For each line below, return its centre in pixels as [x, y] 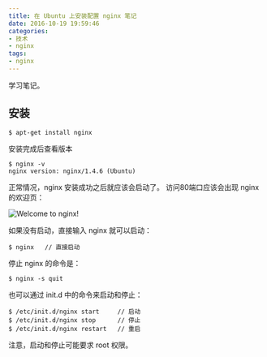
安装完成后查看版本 [41, 148]
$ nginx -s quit [36, 278]
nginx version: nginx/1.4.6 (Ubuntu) [72, 171]
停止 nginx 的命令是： [45, 263]
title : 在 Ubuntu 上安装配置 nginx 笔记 [73, 16]
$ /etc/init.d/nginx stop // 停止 [75, 320]
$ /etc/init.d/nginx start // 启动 [75, 312]
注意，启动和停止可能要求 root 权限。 [71, 345]
